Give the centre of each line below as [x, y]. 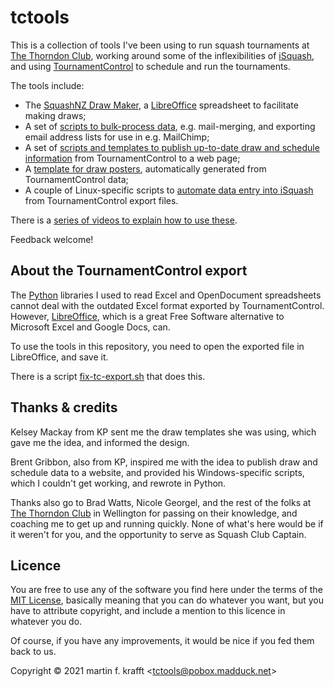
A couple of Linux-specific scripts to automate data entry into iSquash [169, 190]
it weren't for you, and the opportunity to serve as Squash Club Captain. [158, 534]
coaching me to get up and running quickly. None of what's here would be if [167, 523]
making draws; [55, 115]
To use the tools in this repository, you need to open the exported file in [157, 346]
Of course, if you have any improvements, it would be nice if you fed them [162, 641]
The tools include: [47, 85]
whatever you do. [46, 622]
